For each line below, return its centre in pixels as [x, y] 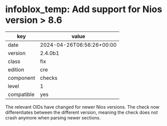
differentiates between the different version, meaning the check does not [82, 112]
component [22, 78]
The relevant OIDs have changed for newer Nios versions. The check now [82, 107]
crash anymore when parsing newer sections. [53, 117]
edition [16, 70]
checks [48, 78]
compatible [21, 94]
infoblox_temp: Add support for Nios [84, 9]
